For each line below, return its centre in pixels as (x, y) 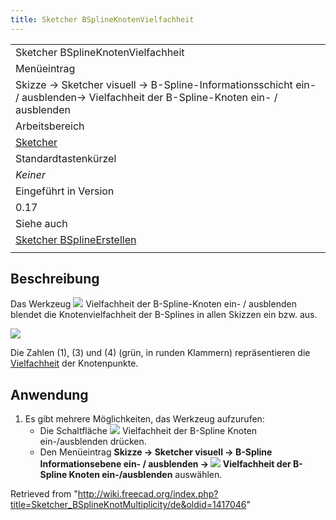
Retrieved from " (44, 494)
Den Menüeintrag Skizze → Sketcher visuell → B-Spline (156, 452)
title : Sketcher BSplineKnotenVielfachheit (102, 19)
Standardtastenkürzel (66, 158)
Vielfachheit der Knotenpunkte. (74, 363)
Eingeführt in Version (65, 191)
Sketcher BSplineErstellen (76, 239)
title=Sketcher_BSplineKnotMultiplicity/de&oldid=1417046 (128, 505)
